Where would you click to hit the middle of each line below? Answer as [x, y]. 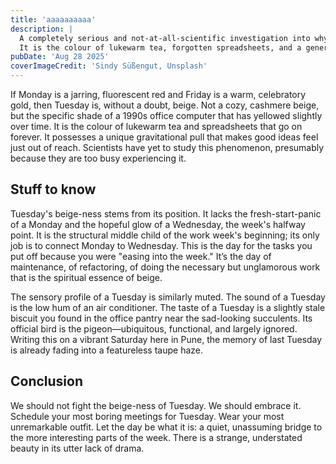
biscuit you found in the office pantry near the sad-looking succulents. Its [161, 318]
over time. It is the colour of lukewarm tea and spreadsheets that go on [156, 126]
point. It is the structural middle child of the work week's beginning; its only [165, 235]
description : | [42, 29]
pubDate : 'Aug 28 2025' [60, 57]
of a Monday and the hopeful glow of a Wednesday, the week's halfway [158, 224]
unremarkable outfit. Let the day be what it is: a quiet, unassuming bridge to [166, 427]
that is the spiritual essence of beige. [86, 277]
